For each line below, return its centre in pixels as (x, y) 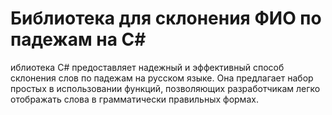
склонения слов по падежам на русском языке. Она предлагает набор (162, 78)
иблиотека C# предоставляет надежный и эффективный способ (147, 67)
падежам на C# (78, 39)
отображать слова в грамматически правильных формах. (134, 99)
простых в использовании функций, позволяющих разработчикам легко (165, 88)
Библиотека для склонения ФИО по (166, 18)
